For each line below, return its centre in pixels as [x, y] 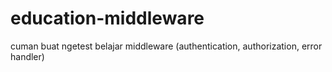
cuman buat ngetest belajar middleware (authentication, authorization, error [166, 46]
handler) [27, 56]
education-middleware [107, 18]
